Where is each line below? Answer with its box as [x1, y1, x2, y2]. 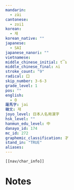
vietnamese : [5, 55, 31, 60]
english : [5, 93, 24, 98]
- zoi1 [10, 21, 24, 27]
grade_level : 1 [5, 83, 38, 88]
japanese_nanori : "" [5, 50, 50, 55]
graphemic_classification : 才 [5, 135, 69, 141]
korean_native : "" [5, 36, 44, 41]
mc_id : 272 [5, 130, 29, 135]
